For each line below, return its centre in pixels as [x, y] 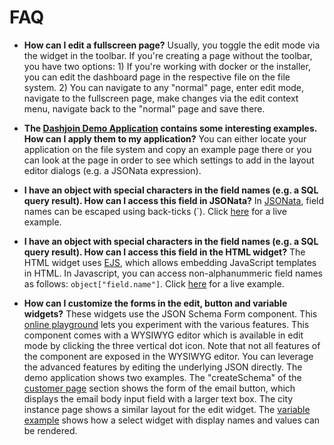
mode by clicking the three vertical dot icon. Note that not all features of [172, 345]
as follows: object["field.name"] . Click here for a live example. [154, 283]
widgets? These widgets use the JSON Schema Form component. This [170, 313]
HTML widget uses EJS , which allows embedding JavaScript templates [170, 262]
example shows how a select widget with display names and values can [172, 420]
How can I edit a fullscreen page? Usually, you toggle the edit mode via [172, 45]
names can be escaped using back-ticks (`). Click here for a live [155, 211]
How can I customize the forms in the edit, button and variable [155, 303]
